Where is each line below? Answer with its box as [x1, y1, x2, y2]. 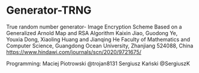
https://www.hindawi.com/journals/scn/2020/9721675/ [6, 48, 142, 55]
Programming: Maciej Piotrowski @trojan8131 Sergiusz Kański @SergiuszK [6, 60, 191, 67]
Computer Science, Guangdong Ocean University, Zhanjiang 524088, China [6, 42, 194, 49]
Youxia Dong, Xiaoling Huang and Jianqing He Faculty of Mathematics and [6, 36, 191, 43]
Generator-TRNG [6, 4, 92, 17]
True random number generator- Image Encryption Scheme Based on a [6, 23, 182, 30]
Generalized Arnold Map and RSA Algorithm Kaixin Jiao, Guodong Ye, [6, 29, 178, 36]
